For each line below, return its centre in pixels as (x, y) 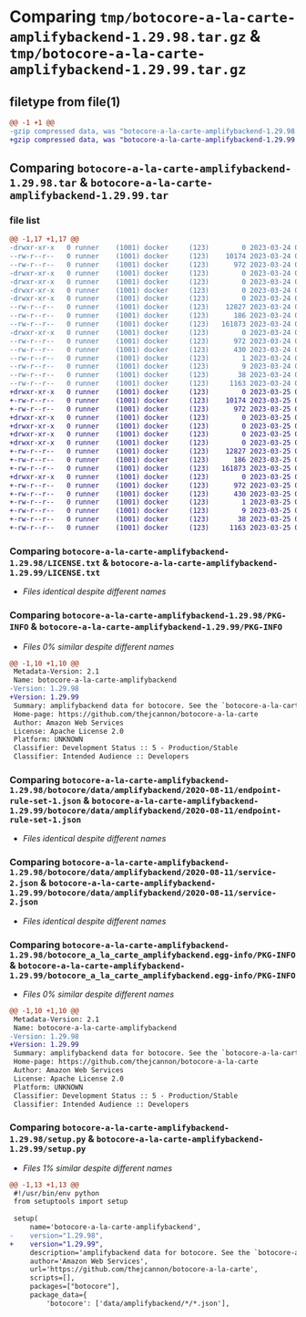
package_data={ (59, 1295)
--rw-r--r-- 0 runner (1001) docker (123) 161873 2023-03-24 (150, 324)
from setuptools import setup (71, 1202)
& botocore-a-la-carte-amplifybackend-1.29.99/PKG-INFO (157, 627)
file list (25, 220)
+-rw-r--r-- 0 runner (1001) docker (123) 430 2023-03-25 (150, 494)
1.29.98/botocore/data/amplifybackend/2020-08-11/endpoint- (146, 790)
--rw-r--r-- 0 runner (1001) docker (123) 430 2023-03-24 (150, 350)
